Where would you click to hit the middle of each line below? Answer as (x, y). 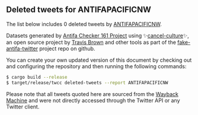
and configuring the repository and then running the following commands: (96, 66)
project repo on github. (67, 48)
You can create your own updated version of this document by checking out (99, 60)
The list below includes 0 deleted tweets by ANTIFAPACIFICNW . (84, 24)
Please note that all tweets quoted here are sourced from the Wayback (92, 94)
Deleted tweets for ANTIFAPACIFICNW (79, 10)
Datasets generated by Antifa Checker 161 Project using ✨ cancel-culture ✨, (98, 36)
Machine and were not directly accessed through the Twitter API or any (93, 100)
